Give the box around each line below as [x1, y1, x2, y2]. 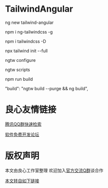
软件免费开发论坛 [5, 132, 39, 137]
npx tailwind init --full [5, 48, 48, 54]
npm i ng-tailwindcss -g [5, 29, 53, 35]
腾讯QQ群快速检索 [5, 121, 42, 127]
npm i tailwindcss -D [5, 38, 46, 44]
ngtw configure [5, 57, 36, 63]
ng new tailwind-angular [5, 19, 54, 25]
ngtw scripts [5, 67, 30, 73]
